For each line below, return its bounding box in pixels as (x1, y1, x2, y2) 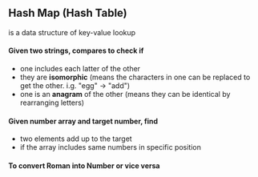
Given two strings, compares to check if (8, 46, 144, 55)
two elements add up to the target (19, 134, 132, 143)
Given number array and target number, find (8, 116, 159, 126)
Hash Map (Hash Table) (8, 6, 128, 20)
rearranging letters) (19, 98, 85, 107)
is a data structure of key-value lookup (8, 27, 136, 37)
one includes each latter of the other (19, 64, 141, 74)
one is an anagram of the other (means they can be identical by (19, 90, 231, 99)
